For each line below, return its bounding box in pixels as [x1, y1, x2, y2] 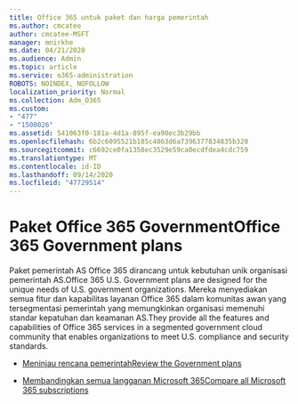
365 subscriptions [21, 384, 89, 396]
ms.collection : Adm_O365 [9, 95, 101, 105]
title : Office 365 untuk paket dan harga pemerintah [9, 12, 209, 22]
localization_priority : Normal [9, 87, 125, 96]
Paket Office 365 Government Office [9, 217, 281, 237]
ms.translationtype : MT [9, 153, 98, 163]
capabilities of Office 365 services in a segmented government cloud [9, 322, 263, 333]
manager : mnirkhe [9, 37, 74, 47]
